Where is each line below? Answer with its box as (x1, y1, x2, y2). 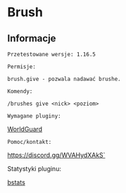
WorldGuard (7, 125, 43, 133)
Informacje (7, 32, 56, 44)
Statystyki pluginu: (7, 165, 62, 173)
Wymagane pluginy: (7, 113, 61, 120)
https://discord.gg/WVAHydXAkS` (7, 151, 106, 159)
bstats (7, 178, 26, 187)
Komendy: (7, 88, 33, 95)
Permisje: (7, 63, 37, 70)
